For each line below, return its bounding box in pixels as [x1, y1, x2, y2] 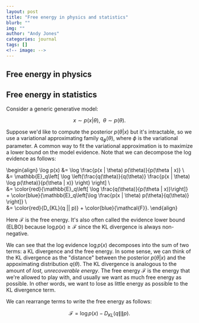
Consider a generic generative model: [6, 105, 99, 112]
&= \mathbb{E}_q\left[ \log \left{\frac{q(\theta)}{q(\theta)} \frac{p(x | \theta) [6, 173, 191, 180]
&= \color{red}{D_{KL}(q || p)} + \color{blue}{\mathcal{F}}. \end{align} [6, 204, 178, 211]
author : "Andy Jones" [6, 31, 60, 37]
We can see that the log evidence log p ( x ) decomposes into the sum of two [6, 241, 190, 248]
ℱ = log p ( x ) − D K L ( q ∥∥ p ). [69, 309, 130, 318]
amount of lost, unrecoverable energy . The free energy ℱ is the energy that [6, 267, 191, 274]
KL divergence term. [6, 286, 56, 293]
